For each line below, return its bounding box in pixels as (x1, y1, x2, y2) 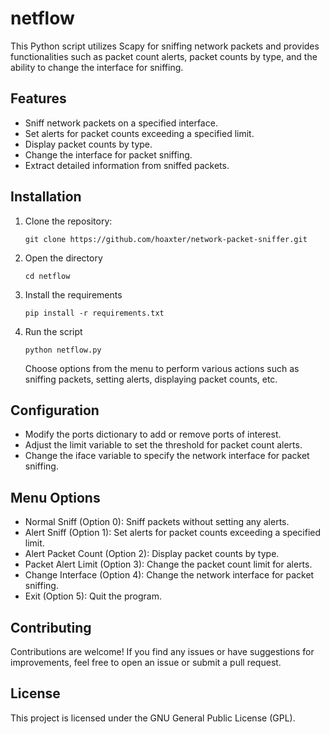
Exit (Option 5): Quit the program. (24, 590, 162, 602)
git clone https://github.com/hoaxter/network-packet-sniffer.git (24, 234, 308, 244)
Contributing (10, 619, 92, 636)
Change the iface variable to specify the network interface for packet (24, 450, 310, 462)
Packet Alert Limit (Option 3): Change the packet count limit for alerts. (24, 558, 313, 571)
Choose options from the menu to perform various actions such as (24, 362, 300, 374)
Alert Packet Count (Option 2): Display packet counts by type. (24, 548, 280, 560)
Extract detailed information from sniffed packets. (24, 159, 230, 171)
